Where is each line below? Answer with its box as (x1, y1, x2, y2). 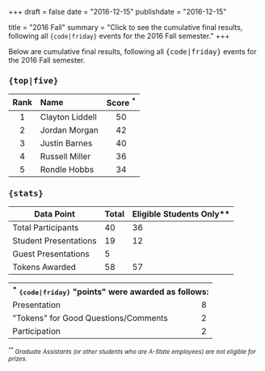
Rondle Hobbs (40, 163, 95, 175)
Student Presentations (12, 234, 97, 246)
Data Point (33, 208, 75, 219)
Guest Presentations (12, 248, 90, 259)
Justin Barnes (40, 137, 93, 149)
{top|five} (8, 75, 59, 86)
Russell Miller (40, 150, 91, 162)
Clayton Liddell (40, 111, 97, 122)
